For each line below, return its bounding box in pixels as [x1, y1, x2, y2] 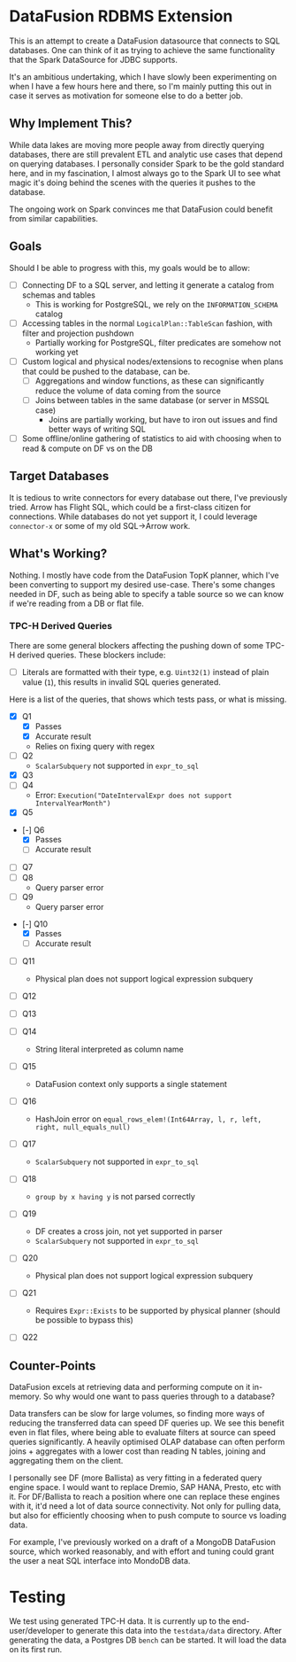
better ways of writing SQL [48, 423, 146, 434]
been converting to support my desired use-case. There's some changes [9, 579, 276, 590]
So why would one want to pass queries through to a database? [42, 1391, 276, 1402]
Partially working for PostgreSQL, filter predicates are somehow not [34, 337, 282, 347]
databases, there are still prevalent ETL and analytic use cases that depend [9, 149, 283, 159]
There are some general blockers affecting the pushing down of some [9, 640, 263, 650]
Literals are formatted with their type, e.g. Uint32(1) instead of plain [21, 666, 269, 677]
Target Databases [9, 469, 110, 484]
